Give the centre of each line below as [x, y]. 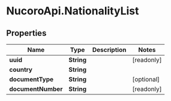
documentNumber [36, 89]
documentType [31, 79]
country [21, 70]
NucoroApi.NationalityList [73, 11]
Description [109, 50]
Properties [26, 33]
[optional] [146, 79]
